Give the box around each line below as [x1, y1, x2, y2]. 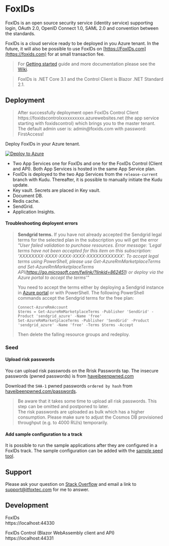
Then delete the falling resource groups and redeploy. [17, 331, 130, 337]
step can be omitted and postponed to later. [17, 403, 109, 409]
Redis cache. [12, 198, 40, 204]
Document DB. [12, 193, 44, 199]
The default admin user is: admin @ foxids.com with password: [17, 125, 147, 131]
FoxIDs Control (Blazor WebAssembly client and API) [5, 529, 115, 536]
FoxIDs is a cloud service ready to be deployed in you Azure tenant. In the [5, 40, 159, 46]
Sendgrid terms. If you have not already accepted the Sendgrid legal [17, 231, 162, 238]
